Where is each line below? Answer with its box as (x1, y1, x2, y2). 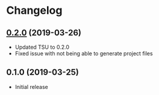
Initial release (14, 83, 48, 90)
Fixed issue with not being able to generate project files (14, 50, 153, 57)
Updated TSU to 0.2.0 (14, 43, 70, 51)
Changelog (6, 4, 63, 17)
